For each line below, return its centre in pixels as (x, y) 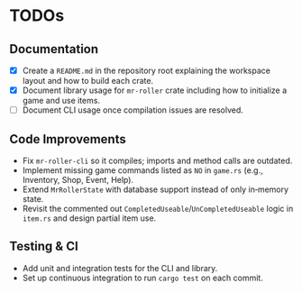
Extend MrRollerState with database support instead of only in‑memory (156, 189)
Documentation (54, 49)
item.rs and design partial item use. (89, 218)
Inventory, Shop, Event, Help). (78, 180)
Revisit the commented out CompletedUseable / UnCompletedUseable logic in (158, 209)
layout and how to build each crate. (88, 81)
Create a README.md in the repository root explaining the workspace (146, 70)
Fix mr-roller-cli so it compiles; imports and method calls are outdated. (157, 160)
